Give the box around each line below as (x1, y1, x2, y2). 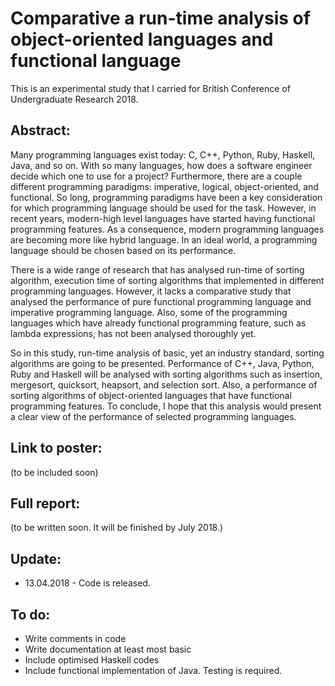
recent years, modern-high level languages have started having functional (10, 212, 316, 224)
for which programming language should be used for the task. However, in (10, 202, 317, 214)
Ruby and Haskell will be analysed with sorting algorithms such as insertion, (10, 368, 323, 380)
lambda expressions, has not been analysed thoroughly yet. (10, 327, 257, 339)
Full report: (10, 495, 81, 512)
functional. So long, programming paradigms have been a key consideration (10, 191, 323, 203)
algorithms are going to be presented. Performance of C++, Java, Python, (10, 357, 315, 369)
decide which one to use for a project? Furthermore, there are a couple (10, 170, 303, 182)
